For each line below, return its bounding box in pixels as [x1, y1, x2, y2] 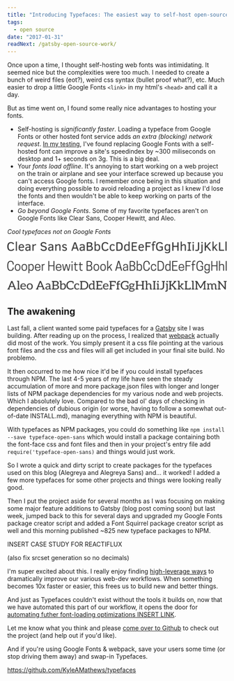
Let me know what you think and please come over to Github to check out [7, 624, 219, 632]
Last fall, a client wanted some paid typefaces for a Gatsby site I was [7, 324, 205, 332]
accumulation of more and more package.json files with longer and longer [7, 382, 219, 390]
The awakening [7, 305, 76, 317]
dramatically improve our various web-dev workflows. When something [7, 575, 212, 583]
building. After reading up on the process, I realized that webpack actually [7, 332, 219, 340]
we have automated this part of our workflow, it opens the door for [7, 603, 198, 611]
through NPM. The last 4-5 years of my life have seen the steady [7, 374, 194, 383]
